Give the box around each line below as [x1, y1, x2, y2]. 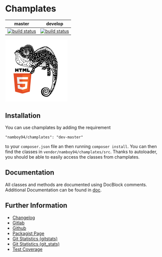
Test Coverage [12, 246, 43, 252]
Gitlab [12, 220, 25, 226]
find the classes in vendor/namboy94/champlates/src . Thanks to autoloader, [5, 149, 158, 155]
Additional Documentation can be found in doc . [5, 187, 102, 193]
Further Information [5, 201, 68, 210]
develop [46, 21, 64, 27]
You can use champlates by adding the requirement [5, 125, 111, 130]
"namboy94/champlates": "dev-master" [5, 135, 83, 140]
